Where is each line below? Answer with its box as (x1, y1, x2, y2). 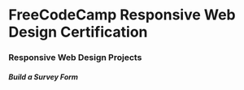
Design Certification (8, 23, 148, 41)
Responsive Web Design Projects (8, 52, 142, 63)
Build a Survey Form (8, 71, 79, 82)
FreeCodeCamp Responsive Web (8, 6, 236, 24)
